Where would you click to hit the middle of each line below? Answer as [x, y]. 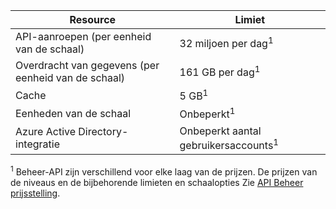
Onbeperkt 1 [207, 113]
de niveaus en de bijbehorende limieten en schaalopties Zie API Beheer [157, 182]
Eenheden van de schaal [73, 113]
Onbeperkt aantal [220, 131]
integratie [37, 144]
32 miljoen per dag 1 [226, 43]
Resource [93, 19]
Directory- [103, 132]
